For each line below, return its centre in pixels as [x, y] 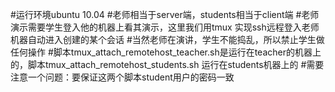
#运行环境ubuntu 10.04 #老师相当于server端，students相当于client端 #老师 [165, 14]
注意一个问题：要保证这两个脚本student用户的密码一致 [122, 77]
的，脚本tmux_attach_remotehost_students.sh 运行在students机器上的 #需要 [167, 64]
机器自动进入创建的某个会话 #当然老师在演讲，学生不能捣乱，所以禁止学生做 [167, 39]
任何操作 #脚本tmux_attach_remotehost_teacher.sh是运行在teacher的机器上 [166, 52]
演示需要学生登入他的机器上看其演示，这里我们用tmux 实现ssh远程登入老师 [165, 27]
